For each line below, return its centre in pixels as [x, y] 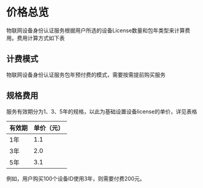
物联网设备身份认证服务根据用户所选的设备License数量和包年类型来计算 [96, 30]
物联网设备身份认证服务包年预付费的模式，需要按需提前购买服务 [86, 75]
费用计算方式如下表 [41, 38]
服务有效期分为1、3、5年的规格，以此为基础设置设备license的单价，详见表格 [102, 111]
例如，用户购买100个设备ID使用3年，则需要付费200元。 [76, 178]
